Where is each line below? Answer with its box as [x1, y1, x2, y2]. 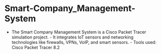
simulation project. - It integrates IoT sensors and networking [11, 34, 134, 40]
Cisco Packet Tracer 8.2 [11, 44, 60, 50]
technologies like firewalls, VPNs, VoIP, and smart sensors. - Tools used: [11, 39, 157, 45]
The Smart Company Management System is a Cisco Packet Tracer [11, 29, 146, 35]
